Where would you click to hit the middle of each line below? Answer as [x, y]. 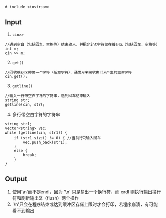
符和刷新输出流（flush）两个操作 [45, 198]
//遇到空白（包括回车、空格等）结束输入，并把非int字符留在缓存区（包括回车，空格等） [82, 44]
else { [21, 151]
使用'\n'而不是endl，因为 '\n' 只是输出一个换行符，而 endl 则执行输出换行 [86, 192]
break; [30, 155]
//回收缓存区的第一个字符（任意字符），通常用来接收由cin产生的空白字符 [69, 72]
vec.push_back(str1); [45, 142]
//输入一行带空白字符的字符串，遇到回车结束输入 [48, 96]
